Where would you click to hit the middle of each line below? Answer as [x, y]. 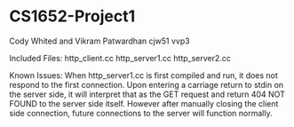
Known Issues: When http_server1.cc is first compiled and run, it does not [143, 75]
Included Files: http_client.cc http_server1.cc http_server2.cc [120, 58]
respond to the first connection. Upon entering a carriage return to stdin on [147, 84]
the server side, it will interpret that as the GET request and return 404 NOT [147, 94]
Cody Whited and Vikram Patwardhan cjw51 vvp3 [99, 41]
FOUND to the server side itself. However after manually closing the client [144, 103]
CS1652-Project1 [72, 16]
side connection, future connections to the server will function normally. [141, 113]
